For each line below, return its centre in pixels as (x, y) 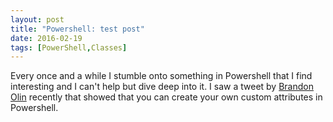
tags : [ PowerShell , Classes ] (69, 47)
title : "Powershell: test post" (77, 29)
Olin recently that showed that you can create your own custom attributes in (166, 97)
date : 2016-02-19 (46, 38)
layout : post (37, 19)
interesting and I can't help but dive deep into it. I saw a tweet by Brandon (162, 87)
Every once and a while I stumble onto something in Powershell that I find (161, 76)
